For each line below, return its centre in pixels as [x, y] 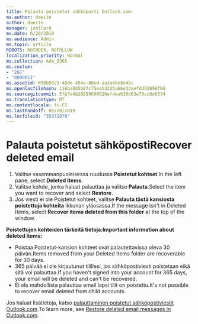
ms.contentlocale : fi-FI [37, 105]
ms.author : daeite [29, 17]
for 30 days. [30, 260]
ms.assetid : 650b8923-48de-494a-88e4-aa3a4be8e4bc [70, 83]
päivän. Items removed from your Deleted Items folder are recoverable [100, 254]
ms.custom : [20, 67]
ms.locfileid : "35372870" [38, 116]
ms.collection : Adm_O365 [37, 61]
